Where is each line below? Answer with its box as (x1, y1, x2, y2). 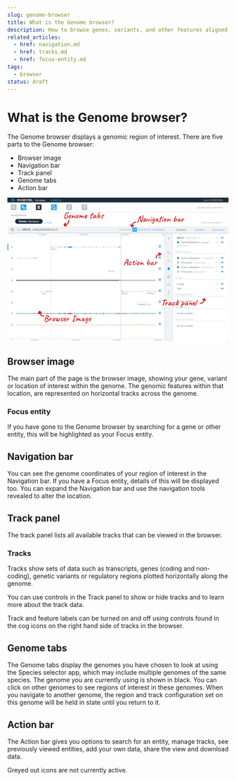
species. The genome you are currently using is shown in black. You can (7, 676, 217, 685)
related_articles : (7, 34, 61, 41)
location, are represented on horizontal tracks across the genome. (7, 389, 199, 398)
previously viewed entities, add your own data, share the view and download (7, 744, 229, 753)
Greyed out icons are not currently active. (7, 766, 128, 774)
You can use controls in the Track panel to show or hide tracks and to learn (7, 593, 225, 601)
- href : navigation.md (13, 41, 80, 49)
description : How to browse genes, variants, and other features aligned (7, 26, 228, 33)
